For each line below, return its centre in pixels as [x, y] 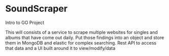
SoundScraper [36, 9]
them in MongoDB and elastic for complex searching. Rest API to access [81, 42]
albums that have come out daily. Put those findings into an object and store [85, 37]
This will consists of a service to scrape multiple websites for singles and [82, 32]
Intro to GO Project [25, 22]
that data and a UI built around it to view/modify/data [60, 48]
